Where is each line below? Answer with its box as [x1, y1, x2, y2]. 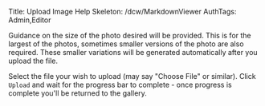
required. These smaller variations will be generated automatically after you [8, 48, 259, 57]
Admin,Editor [8, 15, 51, 25]
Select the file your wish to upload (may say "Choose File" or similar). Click [8, 72, 256, 80]
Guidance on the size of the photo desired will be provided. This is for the [8, 31, 251, 40]
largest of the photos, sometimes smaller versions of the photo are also [8, 39, 244, 49]
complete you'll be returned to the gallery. [8, 88, 147, 98]
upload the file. [8, 56, 59, 65]
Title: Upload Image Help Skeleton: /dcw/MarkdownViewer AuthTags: [8, 7, 237, 16]
